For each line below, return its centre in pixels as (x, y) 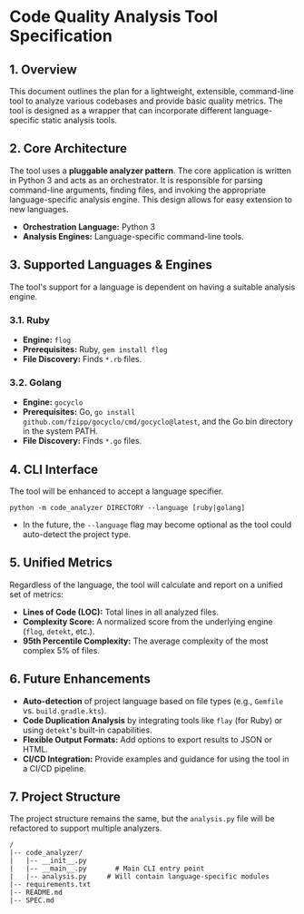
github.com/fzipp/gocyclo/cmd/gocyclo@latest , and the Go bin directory (157, 422)
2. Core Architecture (69, 148)
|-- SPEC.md (32, 900)
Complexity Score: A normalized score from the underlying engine (148, 621)
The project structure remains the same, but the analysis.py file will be (142, 819)
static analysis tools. (79, 120)
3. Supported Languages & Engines (111, 265)
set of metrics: (36, 594)
